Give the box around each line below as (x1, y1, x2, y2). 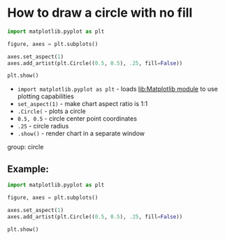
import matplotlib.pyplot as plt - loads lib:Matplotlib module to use (17, 85, 219, 93)
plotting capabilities (17, 92, 75, 100)
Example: (7, 163, 49, 175)
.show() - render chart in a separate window (17, 129, 145, 137)
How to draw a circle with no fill (7, 5, 193, 21)
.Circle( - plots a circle (17, 107, 86, 116)
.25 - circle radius (17, 122, 69, 130)
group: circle (7, 143, 44, 151)
